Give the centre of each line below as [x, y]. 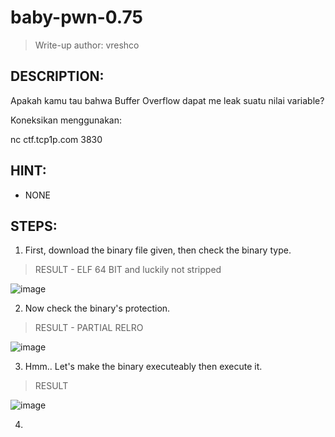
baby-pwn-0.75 [76, 17]
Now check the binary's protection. [97, 308]
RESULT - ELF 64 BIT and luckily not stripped [128, 270]
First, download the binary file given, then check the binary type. [158, 250]
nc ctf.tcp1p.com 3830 [56, 139]
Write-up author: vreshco [87, 45]
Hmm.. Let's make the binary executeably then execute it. [143, 367]
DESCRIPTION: [57, 76]
